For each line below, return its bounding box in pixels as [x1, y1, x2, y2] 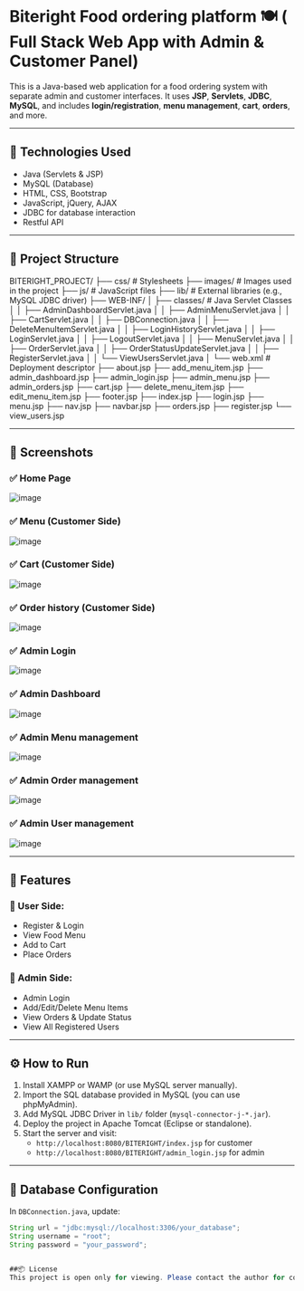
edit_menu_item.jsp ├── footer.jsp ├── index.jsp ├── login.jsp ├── [9, 390, 264, 402]
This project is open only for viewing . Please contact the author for [9, 1273, 285, 1282]
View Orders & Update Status [22, 1011, 132, 1022]
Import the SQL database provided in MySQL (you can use [22, 1089, 241, 1100]
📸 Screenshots [9, 445, 94, 460]
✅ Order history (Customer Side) [9, 601, 156, 614]
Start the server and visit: [22, 1128, 118, 1139]
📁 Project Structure [9, 252, 119, 267]
